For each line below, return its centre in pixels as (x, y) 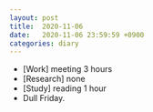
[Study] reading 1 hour (65, 88)
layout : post (34, 18)
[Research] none (54, 79)
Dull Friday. (44, 98)
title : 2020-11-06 (46, 26)
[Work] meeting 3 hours (67, 69)
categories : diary (44, 43)
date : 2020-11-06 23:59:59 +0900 (77, 35)
